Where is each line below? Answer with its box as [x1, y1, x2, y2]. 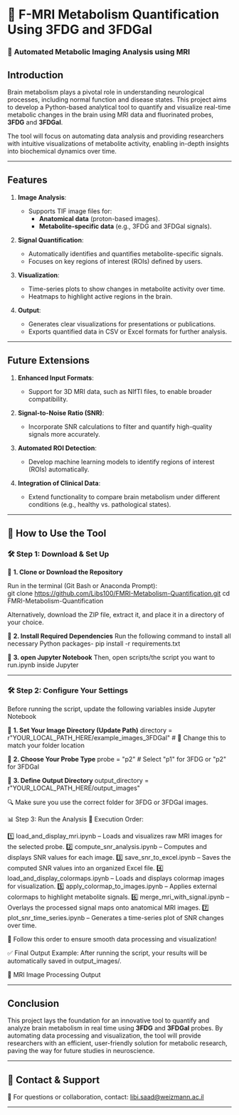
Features [7, 174, 48, 186]
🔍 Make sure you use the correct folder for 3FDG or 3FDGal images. [7, 798, 208, 806]
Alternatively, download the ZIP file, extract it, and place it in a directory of [7, 611, 225, 619]
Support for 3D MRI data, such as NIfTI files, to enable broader [28, 387, 212, 395]
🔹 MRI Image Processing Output [7, 970, 101, 978]
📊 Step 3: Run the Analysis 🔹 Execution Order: [7, 814, 144, 823]
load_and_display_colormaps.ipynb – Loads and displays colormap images [7, 874, 225, 882]
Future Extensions [7, 355, 90, 367]
